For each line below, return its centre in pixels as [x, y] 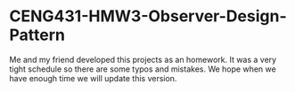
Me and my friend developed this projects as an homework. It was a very [143, 59]
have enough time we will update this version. [93, 78]
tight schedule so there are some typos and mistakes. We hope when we [143, 69]
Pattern [37, 35]
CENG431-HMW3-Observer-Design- [148, 16]
